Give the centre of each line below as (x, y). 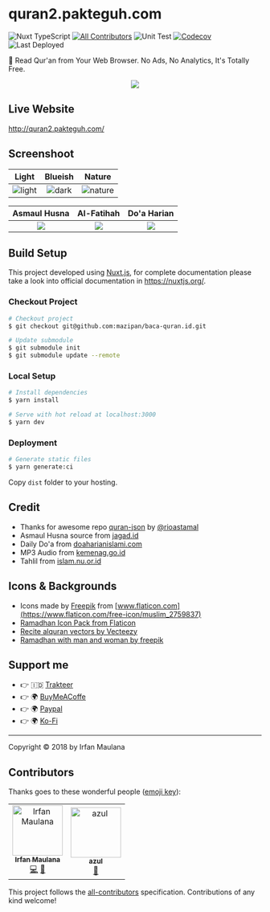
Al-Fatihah (99, 213)
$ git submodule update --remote (64, 356)
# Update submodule (41, 341)
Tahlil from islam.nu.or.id (61, 561)
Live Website (41, 109)
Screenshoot (41, 154)
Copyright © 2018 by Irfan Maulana (67, 747)
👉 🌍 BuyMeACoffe (53, 697)
